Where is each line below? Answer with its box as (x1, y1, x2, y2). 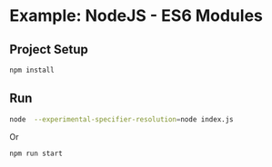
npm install (9, 65, 55, 74)
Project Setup (9, 42, 89, 57)
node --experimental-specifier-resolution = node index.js (9, 114, 234, 123)
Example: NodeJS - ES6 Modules (9, 5, 264, 26)
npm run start (9, 149, 64, 158)
